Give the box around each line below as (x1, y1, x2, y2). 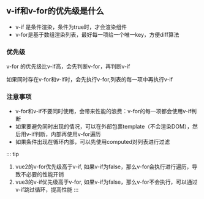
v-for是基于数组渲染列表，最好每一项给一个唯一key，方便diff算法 (15, 31, 179, 38)
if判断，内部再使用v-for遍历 (31, 130, 101, 138)
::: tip (6, 151, 20, 158)
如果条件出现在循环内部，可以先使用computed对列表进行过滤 (15, 138, 170, 146)
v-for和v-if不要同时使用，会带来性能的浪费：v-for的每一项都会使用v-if (15, 108, 192, 115)
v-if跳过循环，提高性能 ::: (15, 186, 79, 193)
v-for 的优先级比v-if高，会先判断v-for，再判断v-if (6, 63, 130, 70)
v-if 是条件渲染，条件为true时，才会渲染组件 (15, 23, 127, 31)
